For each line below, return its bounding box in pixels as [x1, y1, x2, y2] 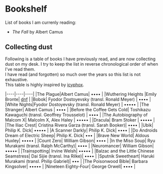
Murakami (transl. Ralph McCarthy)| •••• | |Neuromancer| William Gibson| [5, 142, 154, 149]
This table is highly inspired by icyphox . [5, 82, 84, 87]
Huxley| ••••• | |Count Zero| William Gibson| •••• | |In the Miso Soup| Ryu [5, 138, 156, 143]
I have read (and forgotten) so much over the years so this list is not [5, 71, 141, 77]
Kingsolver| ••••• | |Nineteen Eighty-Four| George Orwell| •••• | [5, 163, 136, 169]
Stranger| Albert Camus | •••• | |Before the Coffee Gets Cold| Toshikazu [5, 106, 151, 112]
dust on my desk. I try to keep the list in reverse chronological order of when [5, 61, 158, 67]
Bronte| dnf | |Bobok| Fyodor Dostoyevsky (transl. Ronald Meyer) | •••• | [5, 96, 151, 102]
